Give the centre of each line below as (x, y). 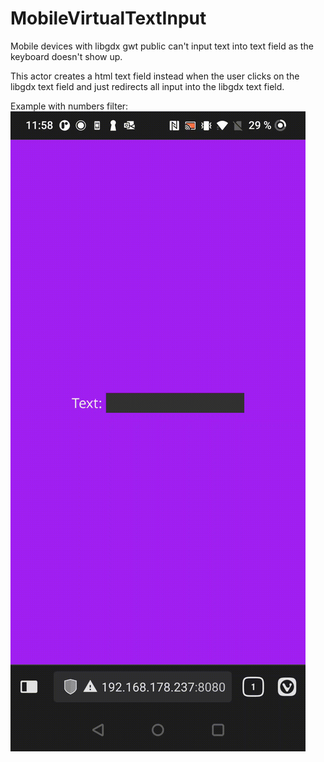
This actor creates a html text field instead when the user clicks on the (155, 76)
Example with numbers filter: (69, 106)
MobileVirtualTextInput (108, 18)
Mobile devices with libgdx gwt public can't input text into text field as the (162, 46)
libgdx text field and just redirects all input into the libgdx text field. (147, 86)
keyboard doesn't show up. (66, 56)
